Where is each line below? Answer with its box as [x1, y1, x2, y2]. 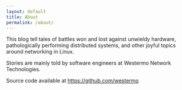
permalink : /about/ [6, 19, 54, 25]
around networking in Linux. [6, 48, 74, 55]
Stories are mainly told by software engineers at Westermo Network [6, 59, 171, 66]
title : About [6, 14, 38, 20]
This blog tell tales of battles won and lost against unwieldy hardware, [6, 36, 176, 43]
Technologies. [6, 66, 41, 73]
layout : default [6, 8, 46, 15]
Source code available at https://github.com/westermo [6, 77, 139, 84]
